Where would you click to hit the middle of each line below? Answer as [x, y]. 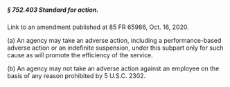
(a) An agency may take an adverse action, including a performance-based [114, 40]
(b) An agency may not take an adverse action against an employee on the [113, 68]
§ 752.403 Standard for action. [53, 10]
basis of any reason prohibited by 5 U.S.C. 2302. [77, 75]
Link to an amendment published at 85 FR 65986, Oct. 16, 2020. [98, 27]
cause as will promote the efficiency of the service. [80, 55]
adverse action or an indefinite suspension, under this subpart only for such [115, 48]
